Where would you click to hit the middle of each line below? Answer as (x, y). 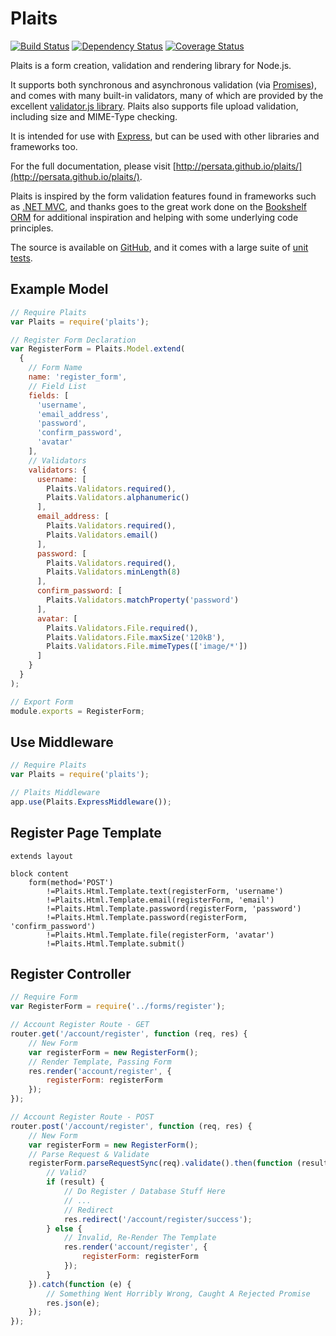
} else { (64, 1228)
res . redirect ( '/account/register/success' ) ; (158, 1219)
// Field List (57, 386)
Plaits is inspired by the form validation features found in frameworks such (163, 196)
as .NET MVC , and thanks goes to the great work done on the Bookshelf (159, 206)
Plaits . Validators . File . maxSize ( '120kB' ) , (136, 637)
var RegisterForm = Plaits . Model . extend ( (98, 349)
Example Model (59, 289)
